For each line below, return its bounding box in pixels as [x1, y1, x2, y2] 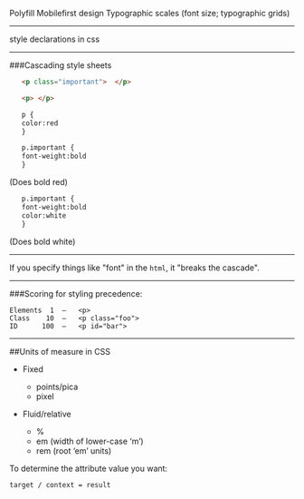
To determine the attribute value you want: [9, 463, 168, 474]
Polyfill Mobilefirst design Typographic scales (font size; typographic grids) [9, 8, 290, 18]
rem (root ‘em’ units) [35, 445, 112, 456]
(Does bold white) [9, 236, 76, 247]
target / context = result [9, 480, 111, 489]
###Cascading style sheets [9, 60, 112, 71]
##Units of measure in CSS [9, 346, 111, 357]
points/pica [35, 381, 79, 392]
